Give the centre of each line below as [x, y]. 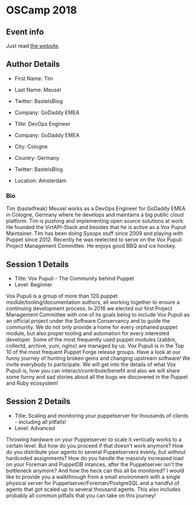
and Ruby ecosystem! [32, 383]
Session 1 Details [37, 264]
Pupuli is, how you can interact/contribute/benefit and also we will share [93, 370]
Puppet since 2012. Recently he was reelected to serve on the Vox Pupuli [94, 240]
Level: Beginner [33, 284]
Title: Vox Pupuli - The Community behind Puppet [74, 278]
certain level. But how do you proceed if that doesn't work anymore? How [95, 445]
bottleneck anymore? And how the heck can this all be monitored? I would [95, 470]
